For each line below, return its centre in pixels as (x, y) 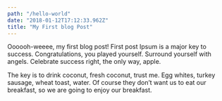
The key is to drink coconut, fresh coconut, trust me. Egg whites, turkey (111, 75)
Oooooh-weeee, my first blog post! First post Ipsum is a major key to (107, 47)
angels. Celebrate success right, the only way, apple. (84, 62)
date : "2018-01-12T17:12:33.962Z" (58, 20)
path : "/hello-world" (39, 14)
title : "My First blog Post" (50, 27)
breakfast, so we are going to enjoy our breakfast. (80, 90)
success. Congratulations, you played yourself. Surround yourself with (109, 54)
